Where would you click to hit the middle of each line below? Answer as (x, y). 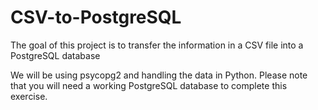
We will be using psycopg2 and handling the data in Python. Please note (159, 75)
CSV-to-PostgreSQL (96, 17)
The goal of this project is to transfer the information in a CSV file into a (157, 45)
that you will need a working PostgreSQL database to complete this (149, 85)
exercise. (29, 96)
